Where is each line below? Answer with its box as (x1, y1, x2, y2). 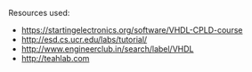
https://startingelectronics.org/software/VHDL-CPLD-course (20, 25, 243, 35)
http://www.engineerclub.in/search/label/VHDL (20, 44, 194, 54)
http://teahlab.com (20, 53, 90, 63)
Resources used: (8, 8, 70, 18)
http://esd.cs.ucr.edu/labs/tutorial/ (20, 35, 148, 44)
